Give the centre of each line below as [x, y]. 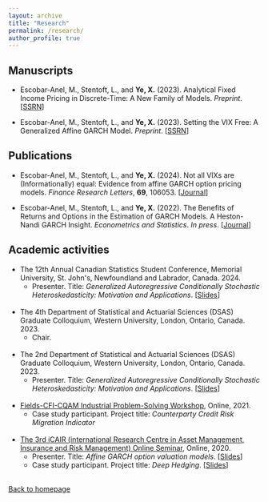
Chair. [42, 337]
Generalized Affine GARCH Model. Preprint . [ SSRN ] [104, 131]
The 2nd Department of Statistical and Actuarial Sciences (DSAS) [128, 354]
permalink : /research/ [46, 30]
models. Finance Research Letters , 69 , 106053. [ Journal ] [114, 192]
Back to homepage [39, 488]
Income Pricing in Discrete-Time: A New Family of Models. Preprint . [131, 98]
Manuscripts [41, 70]
